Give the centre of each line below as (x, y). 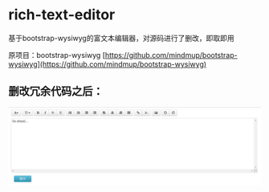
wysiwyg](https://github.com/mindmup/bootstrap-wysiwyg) (108, 64)
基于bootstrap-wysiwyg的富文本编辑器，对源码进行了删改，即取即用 (121, 38)
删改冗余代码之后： (56, 91)
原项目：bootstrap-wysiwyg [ (57, 55)
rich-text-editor (62, 15)
